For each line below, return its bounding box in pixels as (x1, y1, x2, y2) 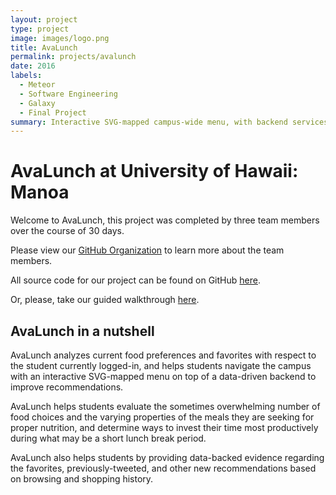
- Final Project (19, 107, 87, 118)
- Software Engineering (19, 89, 118, 99)
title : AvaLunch (10, 42, 78, 53)
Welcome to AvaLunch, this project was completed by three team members (10, 214, 320, 226)
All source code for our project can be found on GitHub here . (10, 274, 261, 286)
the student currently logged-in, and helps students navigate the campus (10, 360, 312, 371)
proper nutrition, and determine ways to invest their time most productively (10, 422, 319, 433)
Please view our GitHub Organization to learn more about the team (10, 244, 285, 256)
